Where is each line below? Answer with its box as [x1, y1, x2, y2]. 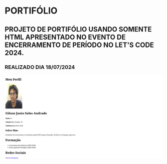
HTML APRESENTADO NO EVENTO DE [5, 33, 126, 41]
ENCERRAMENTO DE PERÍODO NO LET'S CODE [5, 41, 154, 49]
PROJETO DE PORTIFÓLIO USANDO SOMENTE [5, 25, 152, 34]
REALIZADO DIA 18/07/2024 [5, 63, 75, 70]
